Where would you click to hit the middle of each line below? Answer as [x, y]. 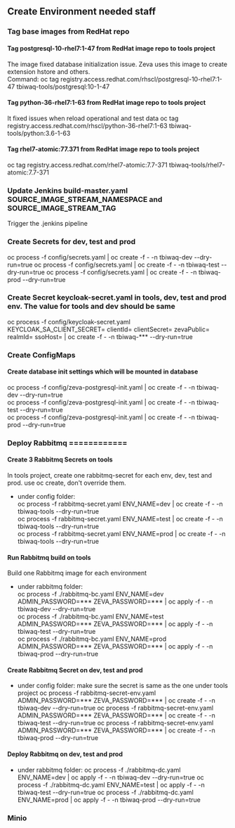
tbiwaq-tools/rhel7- [197, 165]
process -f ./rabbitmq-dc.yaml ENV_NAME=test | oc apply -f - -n [111, 784]
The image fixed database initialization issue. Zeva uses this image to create [117, 64]
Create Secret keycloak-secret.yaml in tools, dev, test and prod [117, 298]
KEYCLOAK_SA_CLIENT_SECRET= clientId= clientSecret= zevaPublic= [109, 329]
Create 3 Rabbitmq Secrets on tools [60, 459]
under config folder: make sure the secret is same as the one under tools [122, 686]
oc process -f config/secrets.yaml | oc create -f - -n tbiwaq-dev [100, 257]
